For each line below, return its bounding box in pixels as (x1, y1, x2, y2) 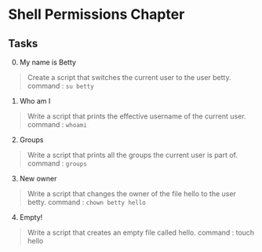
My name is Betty (19, 57, 77, 67)
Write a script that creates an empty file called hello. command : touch (27, 228, 255, 237)
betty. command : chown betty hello (27, 198, 147, 206)
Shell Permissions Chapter (8, 5, 185, 24)
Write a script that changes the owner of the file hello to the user (27, 189, 237, 198)
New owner (19, 174, 57, 183)
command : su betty (27, 81, 94, 90)
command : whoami (27, 120, 88, 129)
